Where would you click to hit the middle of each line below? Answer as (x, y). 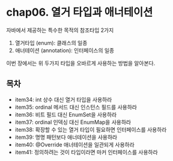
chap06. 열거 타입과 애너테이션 (80, 12)
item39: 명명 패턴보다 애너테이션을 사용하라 (66, 137)
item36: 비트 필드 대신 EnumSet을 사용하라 (66, 114)
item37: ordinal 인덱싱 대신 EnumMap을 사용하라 (73, 122)
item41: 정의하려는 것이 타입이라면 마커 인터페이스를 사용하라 (86, 152)
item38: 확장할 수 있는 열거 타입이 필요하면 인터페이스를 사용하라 (91, 129)
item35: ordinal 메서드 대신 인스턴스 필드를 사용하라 (76, 107)
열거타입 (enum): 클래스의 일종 (51, 43)
